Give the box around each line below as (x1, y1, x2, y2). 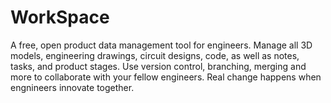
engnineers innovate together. (10, 81, 135, 93)
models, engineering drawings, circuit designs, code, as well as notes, (10, 49, 300, 61)
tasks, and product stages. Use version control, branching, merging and (10, 60, 307, 72)
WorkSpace (10, 6, 110, 29)
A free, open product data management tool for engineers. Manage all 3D (10, 39, 313, 51)
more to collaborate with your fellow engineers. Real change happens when (10, 71, 322, 83)
